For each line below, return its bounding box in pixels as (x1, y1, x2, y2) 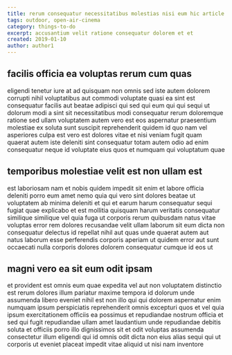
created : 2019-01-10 (7, 36, 67, 43)
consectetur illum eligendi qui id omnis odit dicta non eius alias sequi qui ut (7, 333, 222, 341)
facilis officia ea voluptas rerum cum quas (7, 68, 192, 80)
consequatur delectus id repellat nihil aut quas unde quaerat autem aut (7, 228, 209, 236)
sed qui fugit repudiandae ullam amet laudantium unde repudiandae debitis (7, 318, 222, 327)
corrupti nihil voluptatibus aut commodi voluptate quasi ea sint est (7, 94, 195, 102)
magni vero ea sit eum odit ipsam (7, 263, 153, 275)
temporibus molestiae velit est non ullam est (7, 166, 203, 177)
